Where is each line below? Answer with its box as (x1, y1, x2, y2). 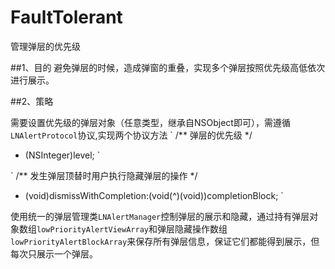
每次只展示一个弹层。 (10, 247, 98, 260)
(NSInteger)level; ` (24, 149, 101, 161)
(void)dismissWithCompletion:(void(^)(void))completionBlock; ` (24, 189, 284, 201)
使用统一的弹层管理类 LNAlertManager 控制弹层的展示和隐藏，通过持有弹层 (10, 210, 310, 222)
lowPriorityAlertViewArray (36, 224, 149, 235)
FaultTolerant (10, 6, 123, 29)
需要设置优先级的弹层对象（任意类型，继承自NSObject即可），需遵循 (10, 116, 291, 128)
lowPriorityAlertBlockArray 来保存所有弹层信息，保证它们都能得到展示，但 (10, 235, 320, 247)
